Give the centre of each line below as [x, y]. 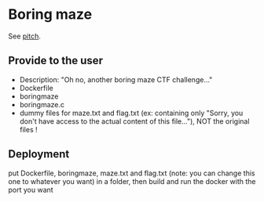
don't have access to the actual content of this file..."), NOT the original [134, 121]
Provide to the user [56, 61]
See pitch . [24, 36]
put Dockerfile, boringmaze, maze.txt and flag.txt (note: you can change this [132, 173]
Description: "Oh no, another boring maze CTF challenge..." [116, 79]
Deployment [39, 154]
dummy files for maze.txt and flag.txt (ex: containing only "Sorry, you [131, 113]
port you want [31, 189]
